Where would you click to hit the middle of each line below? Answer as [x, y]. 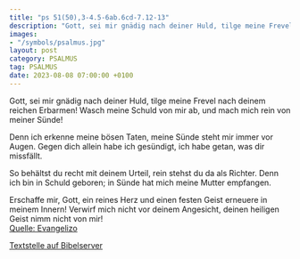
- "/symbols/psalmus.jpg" [57, 42]
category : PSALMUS [43, 59]
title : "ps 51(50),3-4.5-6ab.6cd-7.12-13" [89, 17]
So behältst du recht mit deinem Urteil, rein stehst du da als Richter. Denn [144, 173]
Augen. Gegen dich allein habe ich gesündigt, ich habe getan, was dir [137, 146]
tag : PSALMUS [33, 68]
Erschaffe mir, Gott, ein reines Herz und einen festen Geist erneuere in [138, 199]
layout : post [33, 51]
